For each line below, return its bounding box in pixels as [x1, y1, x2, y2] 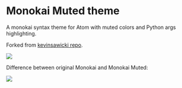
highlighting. [6, 30, 37, 37]
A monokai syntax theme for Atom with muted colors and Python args [6, 24, 176, 31]
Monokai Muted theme [6, 4, 120, 18]
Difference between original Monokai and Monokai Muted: [6, 64, 148, 71]
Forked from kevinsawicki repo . [6, 41, 83, 48]
